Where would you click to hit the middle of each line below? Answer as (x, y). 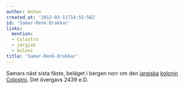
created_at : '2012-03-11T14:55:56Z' (52, 17)
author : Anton (24, 12)
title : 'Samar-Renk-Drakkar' (42, 56)
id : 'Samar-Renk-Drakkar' (38, 23)
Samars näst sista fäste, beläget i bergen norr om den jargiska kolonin (92, 73)
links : (14, 28)
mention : (22, 34)
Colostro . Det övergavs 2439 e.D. (47, 79)
